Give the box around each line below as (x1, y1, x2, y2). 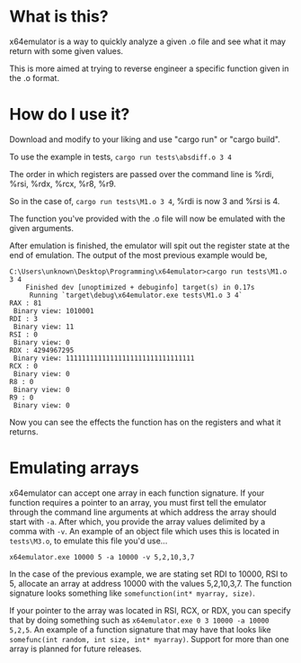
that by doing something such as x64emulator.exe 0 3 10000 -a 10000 (9, 614, 270, 625)
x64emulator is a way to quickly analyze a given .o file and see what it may (9, 36, 286, 47)
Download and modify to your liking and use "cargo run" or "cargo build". (9, 133, 280, 145)
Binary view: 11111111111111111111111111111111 (13, 354, 195, 363)
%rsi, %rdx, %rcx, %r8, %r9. (9, 178, 117, 189)
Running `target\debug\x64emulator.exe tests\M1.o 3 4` (29, 291, 243, 300)
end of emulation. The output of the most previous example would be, (9, 249, 268, 260)
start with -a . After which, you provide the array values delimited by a (9, 515, 266, 527)
